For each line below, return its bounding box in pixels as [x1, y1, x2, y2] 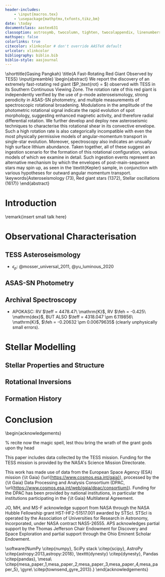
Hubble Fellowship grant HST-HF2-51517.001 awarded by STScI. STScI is [5, 510, 152, 516]
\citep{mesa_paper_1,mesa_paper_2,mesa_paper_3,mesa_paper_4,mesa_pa [5, 561, 158, 567]
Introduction [5, 197, 57, 209]
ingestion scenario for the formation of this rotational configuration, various [5, 149, 158, 155]
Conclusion [5, 414, 53, 425]
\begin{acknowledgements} [5, 430, 61, 436]
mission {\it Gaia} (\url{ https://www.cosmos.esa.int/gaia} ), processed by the [5, 474, 160, 480]
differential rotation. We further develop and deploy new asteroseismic [5, 118, 148, 124]
